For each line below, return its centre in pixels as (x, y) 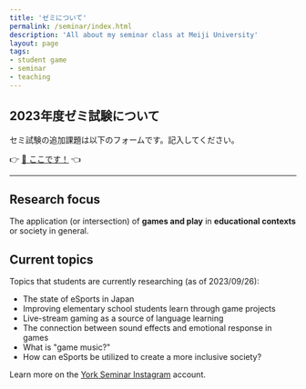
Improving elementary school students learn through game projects (149, 309)
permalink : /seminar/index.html (71, 26)
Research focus (55, 199)
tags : (20, 52)
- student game (38, 60)
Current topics (51, 259)
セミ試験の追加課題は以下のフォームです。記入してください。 (124, 140)
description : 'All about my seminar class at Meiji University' (134, 35)
